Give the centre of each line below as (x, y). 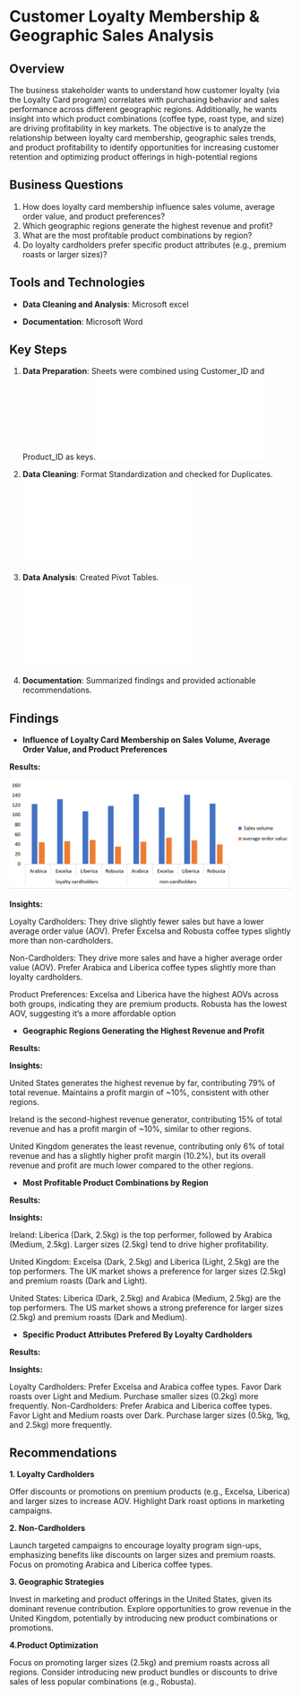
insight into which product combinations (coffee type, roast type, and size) (147, 119)
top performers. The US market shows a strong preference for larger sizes (146, 1308)
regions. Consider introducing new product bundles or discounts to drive (143, 1672)
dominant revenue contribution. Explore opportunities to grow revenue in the (150, 1609)
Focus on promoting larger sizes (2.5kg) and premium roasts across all (140, 1663)
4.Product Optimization (54, 1645)
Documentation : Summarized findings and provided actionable (139, 681)
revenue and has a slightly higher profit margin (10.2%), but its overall (138, 1155)
